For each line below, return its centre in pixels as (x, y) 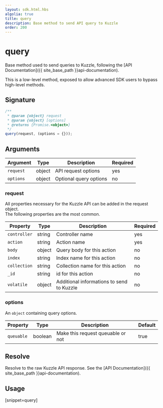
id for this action (74, 274)
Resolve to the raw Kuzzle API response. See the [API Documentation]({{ (78, 368)
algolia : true (19, 14)
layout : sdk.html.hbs (27, 9)
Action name (71, 242)
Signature (20, 100)
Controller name (74, 235)
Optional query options (81, 179)
